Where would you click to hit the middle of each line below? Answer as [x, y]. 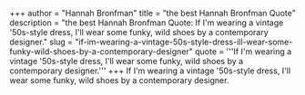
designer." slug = [41, 42]
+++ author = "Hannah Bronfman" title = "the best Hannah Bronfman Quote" [152, 13]
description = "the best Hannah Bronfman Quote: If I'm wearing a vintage [147, 23]
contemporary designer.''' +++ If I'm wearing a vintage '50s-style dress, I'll [150, 71]
